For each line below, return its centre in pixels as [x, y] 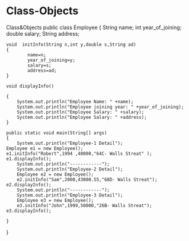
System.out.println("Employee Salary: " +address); [82, 117]
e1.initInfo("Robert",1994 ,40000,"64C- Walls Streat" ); [79, 153]
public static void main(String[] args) [57, 133]
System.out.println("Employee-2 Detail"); [70, 169]
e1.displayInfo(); [29, 158]
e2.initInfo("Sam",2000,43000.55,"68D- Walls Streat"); [87, 179]
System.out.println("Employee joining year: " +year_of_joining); [100, 107]
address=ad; [42, 70]
